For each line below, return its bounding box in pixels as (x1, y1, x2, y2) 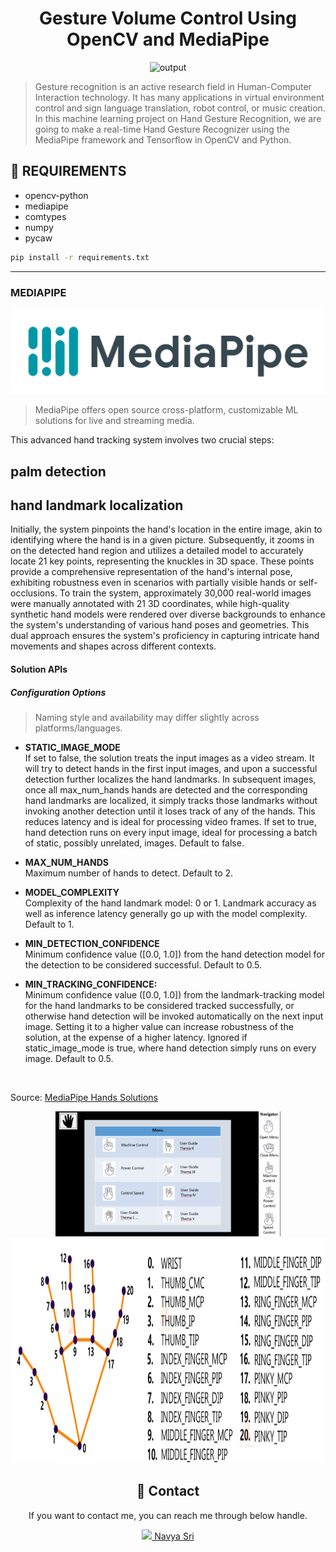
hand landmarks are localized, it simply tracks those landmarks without (24, 795, 318, 807)
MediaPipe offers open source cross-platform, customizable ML (34, 404, 299, 416)
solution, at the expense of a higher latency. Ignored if (24, 1032, 248, 1044)
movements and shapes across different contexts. (10, 640, 217, 652)
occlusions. (10, 587, 58, 599)
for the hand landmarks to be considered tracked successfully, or (24, 1000, 295, 1012)
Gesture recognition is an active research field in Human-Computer (34, 80, 312, 92)
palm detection (10, 463, 107, 480)
